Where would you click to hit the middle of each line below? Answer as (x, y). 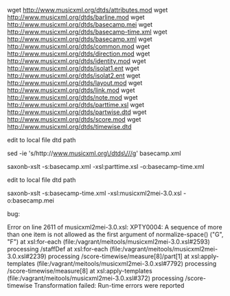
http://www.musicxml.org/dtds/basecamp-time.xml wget (87, 32)
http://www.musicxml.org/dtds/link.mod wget (71, 90)
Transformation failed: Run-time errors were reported (109, 285)
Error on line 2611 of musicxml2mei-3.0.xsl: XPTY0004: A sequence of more (115, 227)
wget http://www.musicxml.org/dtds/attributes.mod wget (88, 10)
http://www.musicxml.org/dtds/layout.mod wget (75, 83)
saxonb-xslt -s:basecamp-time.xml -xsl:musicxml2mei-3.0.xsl (94, 193)
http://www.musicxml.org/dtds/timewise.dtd (69, 127)
